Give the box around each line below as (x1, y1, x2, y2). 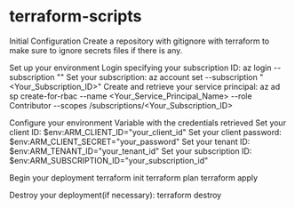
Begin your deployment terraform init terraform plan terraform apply (9, 172, 259, 183)
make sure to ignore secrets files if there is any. (9, 44, 183, 55)
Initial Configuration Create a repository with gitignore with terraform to (9, 36, 270, 46)
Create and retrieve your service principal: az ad (103, 81, 281, 92)
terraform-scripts (9, 6, 142, 27)
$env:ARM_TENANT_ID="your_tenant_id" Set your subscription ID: (9, 145, 252, 157)
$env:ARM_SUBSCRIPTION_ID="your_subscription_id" (9, 155, 209, 165)
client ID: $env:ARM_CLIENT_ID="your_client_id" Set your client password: (9, 126, 282, 137)
